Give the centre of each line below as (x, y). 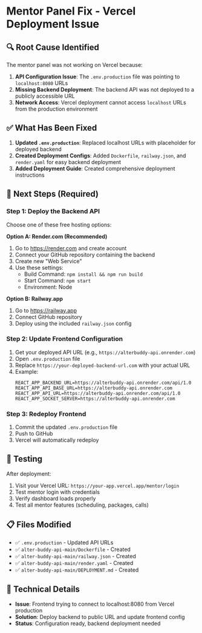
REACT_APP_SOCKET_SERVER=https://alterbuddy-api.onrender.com (95, 399)
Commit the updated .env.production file (66, 427)
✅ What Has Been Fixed (52, 128)
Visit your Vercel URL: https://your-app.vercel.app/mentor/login (97, 485)
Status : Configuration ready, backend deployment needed (88, 623)
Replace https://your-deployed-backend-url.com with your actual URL (103, 365)
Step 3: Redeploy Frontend (46, 414)
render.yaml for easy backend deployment (68, 162)
